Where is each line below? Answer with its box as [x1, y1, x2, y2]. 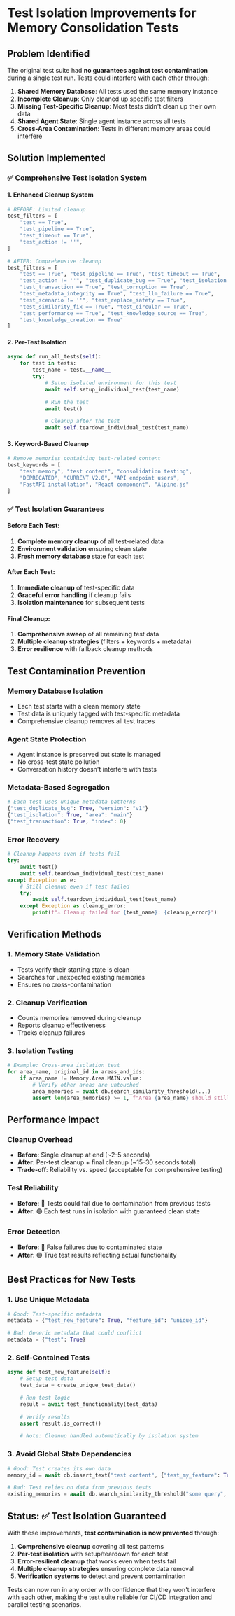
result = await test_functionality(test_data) [20, 1400, 158, 1408]
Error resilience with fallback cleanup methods [17, 645, 154, 653]
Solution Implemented [7, 152, 106, 164]
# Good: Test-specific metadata [7, 1311, 101, 1318]
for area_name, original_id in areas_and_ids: [7, 1068, 145, 1075]
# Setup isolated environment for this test [44, 379, 177, 386]
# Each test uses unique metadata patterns [7, 798, 136, 806]
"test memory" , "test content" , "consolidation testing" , [20, 468, 192, 475]
